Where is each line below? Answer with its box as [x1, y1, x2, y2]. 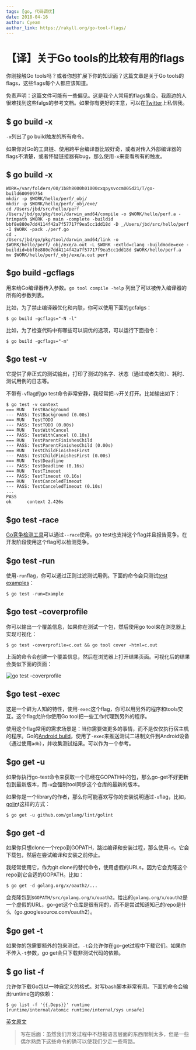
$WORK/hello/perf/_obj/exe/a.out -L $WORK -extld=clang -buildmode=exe [6, 242, 184, 247]
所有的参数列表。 [6, 291, 47, 298]
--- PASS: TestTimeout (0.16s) [6, 473, 82, 480]
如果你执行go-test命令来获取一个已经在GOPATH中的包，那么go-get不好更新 [6, 773, 188, 780]
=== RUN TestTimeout [6, 469, 61, 474]
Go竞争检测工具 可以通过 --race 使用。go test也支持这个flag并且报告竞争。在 [6, 531, 188, 538]
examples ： [6, 580, 35, 587]
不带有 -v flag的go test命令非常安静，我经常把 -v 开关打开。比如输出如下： [6, 390, 181, 397]
